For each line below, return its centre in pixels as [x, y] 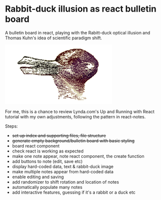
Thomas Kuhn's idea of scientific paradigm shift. [54, 38]
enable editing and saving [38, 177]
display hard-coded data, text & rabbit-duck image [63, 167]
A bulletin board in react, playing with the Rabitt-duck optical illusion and [78, 33]
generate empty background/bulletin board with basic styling [73, 141]
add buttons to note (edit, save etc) [47, 161]
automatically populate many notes [47, 187]
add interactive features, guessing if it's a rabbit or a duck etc [74, 192]
